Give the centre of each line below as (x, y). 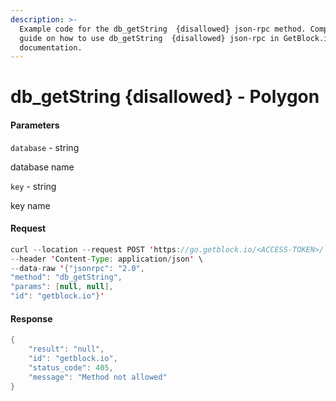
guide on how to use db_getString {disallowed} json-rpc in (149, 38)
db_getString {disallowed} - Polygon (165, 97)
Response (31, 318)
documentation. (51, 47)
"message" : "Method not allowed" (98, 377)
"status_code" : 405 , (71, 367)
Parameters (35, 125)
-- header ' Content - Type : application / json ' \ (106, 259)
